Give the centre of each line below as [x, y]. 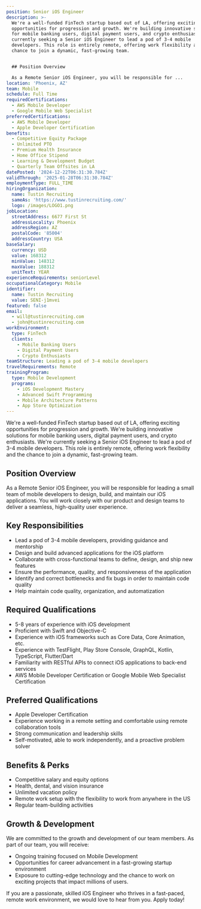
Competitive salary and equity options [62, 780]
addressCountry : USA [37, 239]
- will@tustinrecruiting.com [48, 317]
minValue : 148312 [33, 261]
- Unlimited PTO [32, 144]
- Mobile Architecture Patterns [57, 400]
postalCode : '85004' [37, 233]
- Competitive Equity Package [49, 139]
